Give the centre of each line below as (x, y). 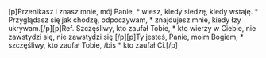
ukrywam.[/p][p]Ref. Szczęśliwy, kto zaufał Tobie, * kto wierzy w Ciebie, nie (132, 28)
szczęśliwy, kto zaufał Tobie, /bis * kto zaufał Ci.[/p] (93, 45)
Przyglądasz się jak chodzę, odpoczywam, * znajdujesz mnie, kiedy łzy (125, 20)
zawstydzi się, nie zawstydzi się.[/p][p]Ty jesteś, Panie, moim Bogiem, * (126, 37)
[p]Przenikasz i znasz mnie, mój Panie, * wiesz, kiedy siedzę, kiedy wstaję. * (133, 12)
